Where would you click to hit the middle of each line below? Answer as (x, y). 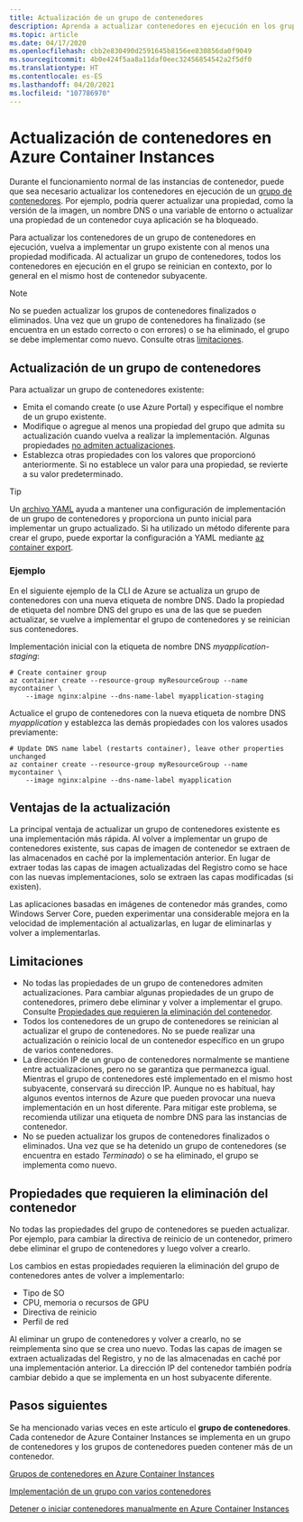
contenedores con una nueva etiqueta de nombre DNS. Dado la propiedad (147, 600)
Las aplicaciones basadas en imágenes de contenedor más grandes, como (148, 904)
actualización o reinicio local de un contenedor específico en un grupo (153, 1041)
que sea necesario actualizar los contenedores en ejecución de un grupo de (151, 191)
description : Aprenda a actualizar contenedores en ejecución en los (143, 26)
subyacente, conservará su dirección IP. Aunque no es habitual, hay (149, 1088)
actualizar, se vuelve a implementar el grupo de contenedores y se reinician (150, 619)
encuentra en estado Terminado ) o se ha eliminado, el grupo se (140, 1156)
